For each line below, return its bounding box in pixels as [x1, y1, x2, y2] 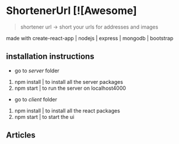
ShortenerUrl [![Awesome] [6, 4, 137, 17]
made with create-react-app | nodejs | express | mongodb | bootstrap [6, 34, 174, 41]
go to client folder [14, 96, 57, 103]
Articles [6, 130, 36, 141]
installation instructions [6, 51, 94, 62]
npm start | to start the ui [14, 113, 75, 120]
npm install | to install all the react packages [14, 107, 121, 114]
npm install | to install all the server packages [14, 78, 124, 85]
